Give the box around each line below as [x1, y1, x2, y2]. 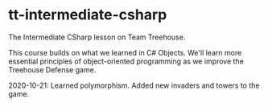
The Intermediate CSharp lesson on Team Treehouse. [8, 32, 186, 42]
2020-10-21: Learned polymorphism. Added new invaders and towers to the [8, 80, 260, 90]
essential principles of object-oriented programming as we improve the [8, 56, 244, 66]
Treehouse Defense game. [8, 64, 97, 74]
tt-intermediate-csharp [8, 6, 167, 24]
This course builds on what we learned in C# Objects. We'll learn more [8, 47, 242, 57]
